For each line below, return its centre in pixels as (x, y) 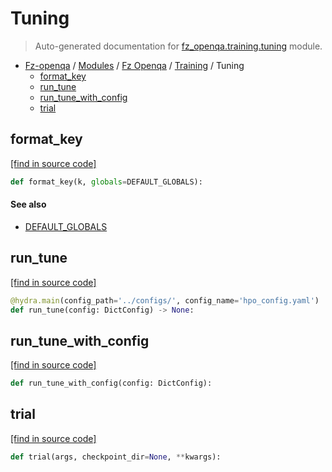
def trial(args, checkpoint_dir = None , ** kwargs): (116, 457)
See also (28, 204)
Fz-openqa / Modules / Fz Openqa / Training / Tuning (134, 65)
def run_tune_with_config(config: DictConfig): (111, 383)
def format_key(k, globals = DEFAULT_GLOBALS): (106, 182)
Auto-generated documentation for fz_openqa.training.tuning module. (178, 46)
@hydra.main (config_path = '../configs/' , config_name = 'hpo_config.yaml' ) (165, 300)
